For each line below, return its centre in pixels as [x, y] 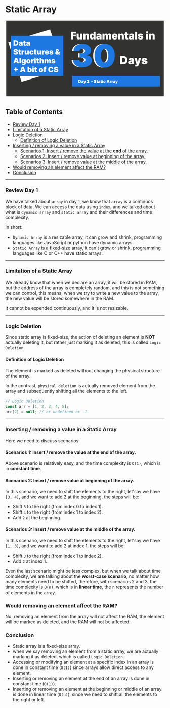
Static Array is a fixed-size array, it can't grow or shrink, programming [87, 248]
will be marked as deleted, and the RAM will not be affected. [68, 622]
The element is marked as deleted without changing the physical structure [83, 371]
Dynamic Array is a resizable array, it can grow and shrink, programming [87, 237]
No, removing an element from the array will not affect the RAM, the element [85, 616]
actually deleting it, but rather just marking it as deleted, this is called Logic [83, 342]
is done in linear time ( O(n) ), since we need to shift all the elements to [85, 694]
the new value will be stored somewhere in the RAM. [60, 298]
